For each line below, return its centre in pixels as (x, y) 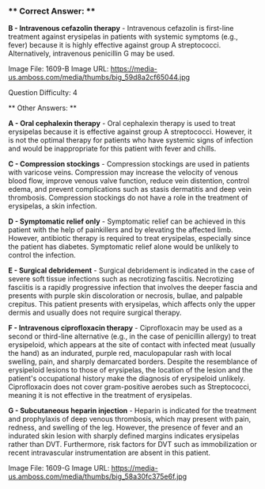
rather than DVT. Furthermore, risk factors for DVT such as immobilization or (132, 445)
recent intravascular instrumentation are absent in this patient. (110, 453)
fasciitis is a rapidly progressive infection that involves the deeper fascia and (133, 288)
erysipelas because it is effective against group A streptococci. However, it (130, 132)
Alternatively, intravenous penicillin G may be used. (92, 54)
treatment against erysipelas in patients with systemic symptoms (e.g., (123, 36)
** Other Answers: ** (43, 108)
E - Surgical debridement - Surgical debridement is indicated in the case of (131, 270)
